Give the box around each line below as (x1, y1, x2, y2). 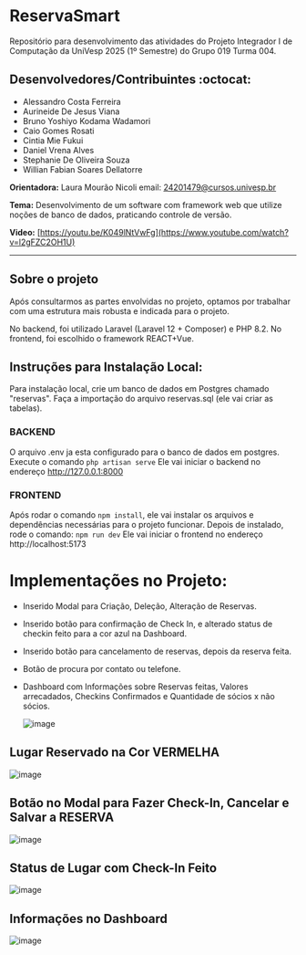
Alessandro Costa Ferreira (22, 96, 121, 107)
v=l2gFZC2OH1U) (9, 236, 76, 247)
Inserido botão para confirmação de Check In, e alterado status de (22, 618, 273, 629)
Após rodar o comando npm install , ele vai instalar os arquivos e (9, 509, 254, 520)
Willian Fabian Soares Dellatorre (22, 163, 143, 174)
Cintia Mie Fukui (22, 134, 84, 146)
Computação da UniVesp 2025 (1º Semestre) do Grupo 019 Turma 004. (9, 45, 277, 56)
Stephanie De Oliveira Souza (22, 154, 130, 165)
